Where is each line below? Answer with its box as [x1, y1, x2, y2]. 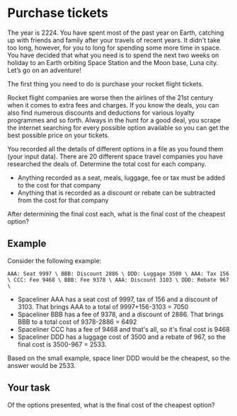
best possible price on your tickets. [7, 131, 110, 139]
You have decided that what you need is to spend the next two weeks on [7, 51, 219, 59]
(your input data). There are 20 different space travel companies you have [7, 152, 223, 161]
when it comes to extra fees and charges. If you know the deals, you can [7, 100, 219, 109]
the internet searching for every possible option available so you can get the [7, 123, 230, 132]
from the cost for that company [17, 196, 109, 204]
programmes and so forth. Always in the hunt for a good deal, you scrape [7, 115, 221, 125]
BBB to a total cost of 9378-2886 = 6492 [17, 317, 137, 326]
